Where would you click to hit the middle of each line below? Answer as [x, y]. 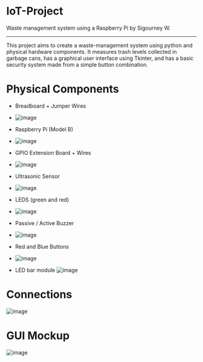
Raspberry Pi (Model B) [44, 129]
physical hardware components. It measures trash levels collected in [92, 51]
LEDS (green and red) [42, 199]
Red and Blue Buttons [42, 246]
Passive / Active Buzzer [44, 223]
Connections [39, 295]
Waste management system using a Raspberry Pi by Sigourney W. [89, 28]
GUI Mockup [38, 336]
